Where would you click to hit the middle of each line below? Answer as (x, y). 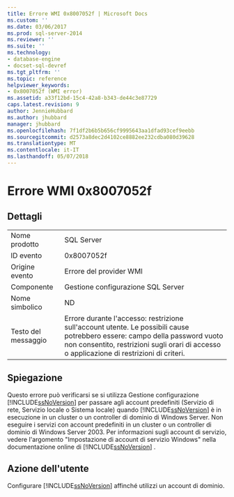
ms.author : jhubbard (37, 117)
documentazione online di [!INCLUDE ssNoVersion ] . (81, 447)
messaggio (29, 340)
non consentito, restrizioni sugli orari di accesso (143, 344)
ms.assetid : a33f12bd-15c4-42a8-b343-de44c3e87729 (82, 98)
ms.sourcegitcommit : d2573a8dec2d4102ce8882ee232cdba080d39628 (101, 137)
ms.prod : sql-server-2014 (45, 33)
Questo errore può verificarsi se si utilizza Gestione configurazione (103, 394)
